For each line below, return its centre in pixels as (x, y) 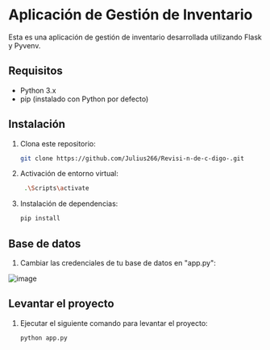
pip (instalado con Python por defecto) (84, 99)
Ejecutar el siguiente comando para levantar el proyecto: (114, 323)
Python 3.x (38, 90)
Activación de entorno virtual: (69, 174)
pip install (40, 219)
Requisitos (35, 71)
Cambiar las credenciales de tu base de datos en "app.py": (118, 263)
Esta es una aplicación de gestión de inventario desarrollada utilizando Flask (135, 37)
